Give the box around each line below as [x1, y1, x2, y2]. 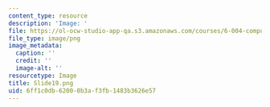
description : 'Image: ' [8, 19, 88, 27]
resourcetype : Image [8, 72, 78, 80]
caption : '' [15, 49, 56, 57]
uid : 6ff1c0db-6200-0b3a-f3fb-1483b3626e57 [8, 86, 157, 95]
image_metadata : [8, 42, 63, 50]
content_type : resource [8, 11, 88, 20]
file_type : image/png [8, 34, 81, 43]
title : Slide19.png [8, 79, 74, 87]
